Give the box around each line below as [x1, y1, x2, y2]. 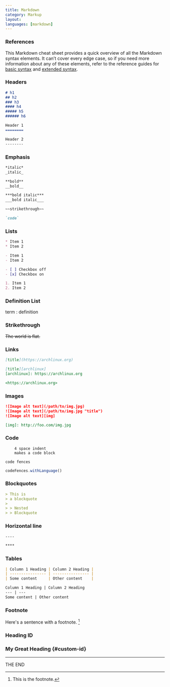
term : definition [5, 309, 38, 315]
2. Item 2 [5, 285, 26, 291]
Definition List [5, 298, 40, 305]
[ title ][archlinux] [5, 366, 47, 372]
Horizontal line [5, 523, 42, 530]
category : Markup [5, 12, 42, 17]
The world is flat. [5, 333, 40, 339]
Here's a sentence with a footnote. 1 [5, 618, 80, 625]
